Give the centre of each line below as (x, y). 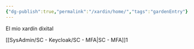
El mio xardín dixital (30, 28)
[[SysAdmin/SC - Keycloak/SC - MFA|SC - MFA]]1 (67, 40)
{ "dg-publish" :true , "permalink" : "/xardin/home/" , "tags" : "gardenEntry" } (97, 12)
